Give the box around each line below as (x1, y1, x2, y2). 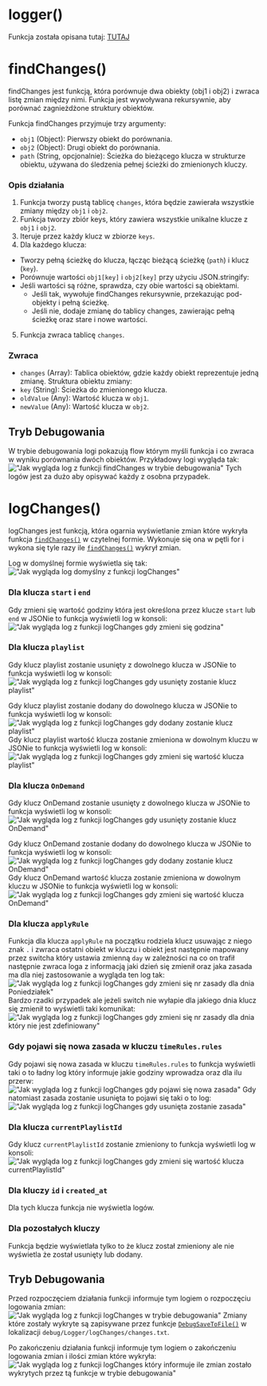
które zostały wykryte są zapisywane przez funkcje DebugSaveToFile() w (8, 1319, 247, 1329)
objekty (31, 297, 57, 308)
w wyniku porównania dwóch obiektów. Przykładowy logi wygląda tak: (8, 455, 240, 464)
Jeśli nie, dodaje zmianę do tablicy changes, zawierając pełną (31, 306, 235, 316)
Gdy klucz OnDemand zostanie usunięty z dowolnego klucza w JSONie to (8, 798, 251, 808)
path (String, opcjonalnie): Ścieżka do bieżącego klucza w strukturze (19, 151, 245, 160)
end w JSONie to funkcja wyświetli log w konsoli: (8, 613, 167, 623)
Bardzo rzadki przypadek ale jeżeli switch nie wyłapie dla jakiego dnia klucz (8, 995, 257, 1006)
